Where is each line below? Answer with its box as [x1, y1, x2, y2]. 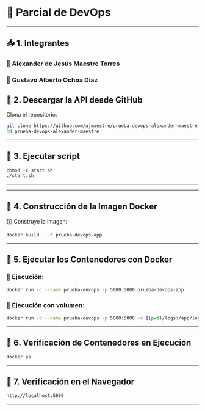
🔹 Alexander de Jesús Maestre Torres [6, 59, 120, 68]
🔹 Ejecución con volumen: [6, 301, 85, 310]
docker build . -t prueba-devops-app [6, 232, 103, 238]
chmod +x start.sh [6, 167, 53, 173]
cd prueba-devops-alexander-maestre [6, 128, 99, 134]
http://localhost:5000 [6, 393, 64, 399]
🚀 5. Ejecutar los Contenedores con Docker [6, 255, 173, 265]
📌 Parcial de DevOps [6, 5, 111, 20]
